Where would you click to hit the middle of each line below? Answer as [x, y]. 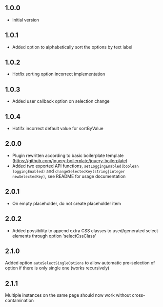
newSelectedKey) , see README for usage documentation [69, 176]
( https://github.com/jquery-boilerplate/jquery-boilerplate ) [70, 160]
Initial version [25, 20]
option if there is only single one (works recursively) [57, 268]
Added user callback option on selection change [61, 101]
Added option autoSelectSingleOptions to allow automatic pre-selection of [80, 263]
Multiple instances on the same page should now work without [68, 295]
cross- [138, 295]
